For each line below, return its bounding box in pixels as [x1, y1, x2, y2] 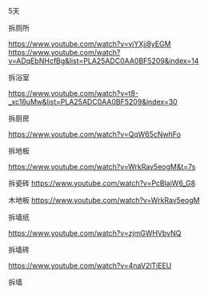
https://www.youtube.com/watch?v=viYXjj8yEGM [8, 39, 171, 49]
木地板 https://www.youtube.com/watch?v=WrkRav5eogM [8, 196, 200, 205]
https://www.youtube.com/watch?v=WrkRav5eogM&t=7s [8, 162, 196, 171]
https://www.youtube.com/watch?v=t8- [8, 89, 138, 97]
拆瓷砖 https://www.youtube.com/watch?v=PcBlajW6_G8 [8, 178, 196, 188]
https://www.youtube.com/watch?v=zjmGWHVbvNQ [8, 228, 182, 237]
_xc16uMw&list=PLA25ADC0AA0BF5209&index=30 [8, 97, 178, 106]
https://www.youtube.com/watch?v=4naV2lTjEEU [8, 261, 172, 270]
